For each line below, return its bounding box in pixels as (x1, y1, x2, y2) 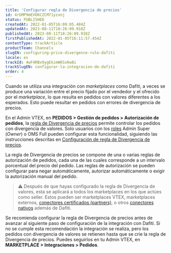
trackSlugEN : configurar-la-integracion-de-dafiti (5, 64, 115, 69)
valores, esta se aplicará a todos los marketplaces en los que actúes (17, 189, 162, 194)
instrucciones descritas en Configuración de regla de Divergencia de (5, 136, 150, 142)
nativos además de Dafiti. (17, 205, 71, 211)
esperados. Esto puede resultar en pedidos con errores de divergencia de (5, 99, 161, 105)
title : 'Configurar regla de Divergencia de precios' (5, 7, 123, 13)
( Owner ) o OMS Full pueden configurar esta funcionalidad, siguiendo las (5, 131, 158, 137)
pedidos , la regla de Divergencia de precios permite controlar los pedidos (5, 120, 161, 126)
